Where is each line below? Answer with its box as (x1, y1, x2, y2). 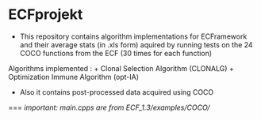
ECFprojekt (8, 6, 83, 24)
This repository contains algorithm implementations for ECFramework (19, 32, 248, 41)
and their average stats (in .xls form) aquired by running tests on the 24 (19, 39, 253, 49)
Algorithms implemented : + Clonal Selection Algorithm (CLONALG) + (8, 63, 234, 73)
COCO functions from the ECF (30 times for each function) (19, 48, 213, 58)
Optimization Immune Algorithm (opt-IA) (8, 72, 140, 81)
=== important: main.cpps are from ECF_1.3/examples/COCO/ (8, 103, 210, 112)
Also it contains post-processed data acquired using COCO (19, 87, 214, 96)
